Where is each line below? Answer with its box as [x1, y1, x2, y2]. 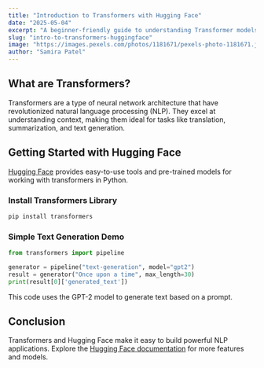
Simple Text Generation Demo [8, 231, 125, 242]
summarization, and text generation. [8, 123, 126, 132]
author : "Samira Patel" [8, 48, 86, 56]
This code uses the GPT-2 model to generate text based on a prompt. [8, 292, 233, 301]
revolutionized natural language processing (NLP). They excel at [8, 106, 216, 116]
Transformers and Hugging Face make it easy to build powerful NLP [8, 336, 228, 345]
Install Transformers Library [8, 194, 118, 205]
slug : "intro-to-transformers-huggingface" [8, 33, 153, 42]
